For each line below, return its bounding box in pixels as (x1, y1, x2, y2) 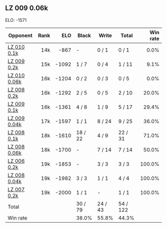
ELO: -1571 (5, 17, 27, 23)
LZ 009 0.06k (5, 4, 48, 12)
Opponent (8, 32, 33, 39)
